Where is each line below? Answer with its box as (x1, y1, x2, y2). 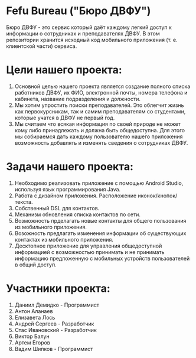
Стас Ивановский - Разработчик (14, 326, 97, 333)
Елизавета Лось (14, 314, 55, 321)
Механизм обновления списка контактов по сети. (14, 211, 141, 218)
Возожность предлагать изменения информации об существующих (14, 229, 187, 237)
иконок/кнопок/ (138, 192, 178, 199)
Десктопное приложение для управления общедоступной (14, 242, 162, 249)
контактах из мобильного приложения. (14, 236, 113, 243)
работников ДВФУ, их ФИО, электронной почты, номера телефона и (14, 89, 188, 96)
